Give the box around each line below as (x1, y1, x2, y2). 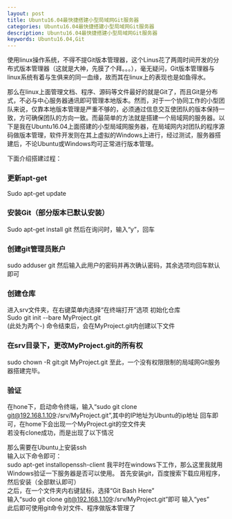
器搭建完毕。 (7, 366, 43, 374)
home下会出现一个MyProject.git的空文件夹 (25, 419, 146, 428)
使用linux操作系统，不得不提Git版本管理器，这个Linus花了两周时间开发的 (7, 56, 213, 64)
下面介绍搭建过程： (7, 154, 62, 163)
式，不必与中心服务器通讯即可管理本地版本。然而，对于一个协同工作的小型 (7, 96, 219, 104)
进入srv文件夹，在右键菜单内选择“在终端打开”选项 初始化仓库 (7, 306, 181, 314)
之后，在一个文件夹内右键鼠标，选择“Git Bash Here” (7, 486, 155, 495)
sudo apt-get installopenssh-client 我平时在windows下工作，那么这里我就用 (7, 460, 223, 468)
